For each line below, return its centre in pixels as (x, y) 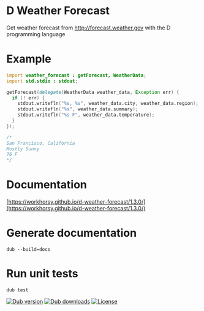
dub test (17, 290)
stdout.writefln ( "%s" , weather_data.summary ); (78, 109)
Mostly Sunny (23, 149)
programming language (36, 34)
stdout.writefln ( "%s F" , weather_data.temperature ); (86, 115)
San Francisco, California (41, 143)
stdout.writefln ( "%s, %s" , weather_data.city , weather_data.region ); (108, 104)
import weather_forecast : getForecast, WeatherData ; (77, 75)
